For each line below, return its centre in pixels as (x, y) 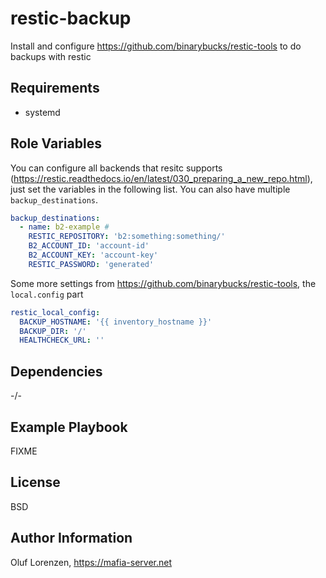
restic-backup (71, 18)
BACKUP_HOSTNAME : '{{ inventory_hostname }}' (116, 322)
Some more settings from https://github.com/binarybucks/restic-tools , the (163, 283)
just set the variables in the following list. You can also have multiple (150, 189)
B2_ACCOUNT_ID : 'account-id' (89, 246)
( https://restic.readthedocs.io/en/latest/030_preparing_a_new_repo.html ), (161, 178)
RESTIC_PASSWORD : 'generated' (91, 264)
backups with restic (51, 56)
